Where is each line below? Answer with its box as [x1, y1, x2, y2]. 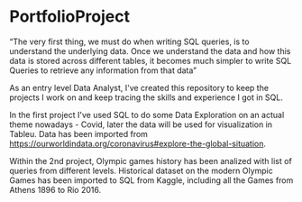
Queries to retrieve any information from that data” [9, 65, 197, 76]
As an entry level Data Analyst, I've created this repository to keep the [9, 82, 269, 93]
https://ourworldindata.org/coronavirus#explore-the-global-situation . [9, 138, 267, 149]
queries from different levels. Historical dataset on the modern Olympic [9, 165, 273, 176]
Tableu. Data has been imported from [9, 128, 149, 139]
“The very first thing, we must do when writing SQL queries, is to [9, 36, 250, 47]
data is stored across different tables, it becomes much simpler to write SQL [9, 55, 292, 66]
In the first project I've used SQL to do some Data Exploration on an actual [9, 109, 285, 120]
